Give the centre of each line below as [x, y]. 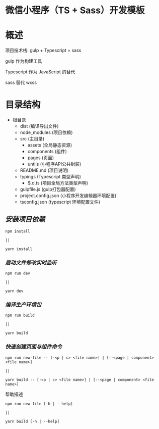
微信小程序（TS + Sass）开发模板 [75, 10]
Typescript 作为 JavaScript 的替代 [40, 72]
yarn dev [14, 291]
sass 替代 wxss [21, 83]
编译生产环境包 [23, 305]
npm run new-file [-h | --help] [39, 404]
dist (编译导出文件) [39, 126]
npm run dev [18, 273]
